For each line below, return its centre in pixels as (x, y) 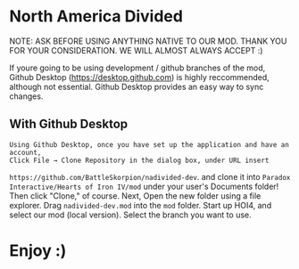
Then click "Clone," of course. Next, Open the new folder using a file (135, 196)
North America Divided (96, 16)
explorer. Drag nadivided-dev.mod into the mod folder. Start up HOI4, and (141, 205)
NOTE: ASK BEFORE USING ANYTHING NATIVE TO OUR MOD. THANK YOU (148, 41)
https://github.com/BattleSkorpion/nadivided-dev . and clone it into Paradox (150, 176)
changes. (26, 96)
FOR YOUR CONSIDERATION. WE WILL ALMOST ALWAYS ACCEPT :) (136, 50)
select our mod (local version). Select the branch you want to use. (130, 215)
